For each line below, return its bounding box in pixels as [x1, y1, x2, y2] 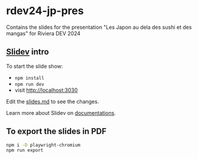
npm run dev [14, 81, 44, 87]
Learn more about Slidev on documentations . [6, 109, 116, 116]
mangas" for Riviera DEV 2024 [6, 29, 81, 37]
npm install [14, 75, 44, 81]
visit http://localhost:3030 [14, 87, 78, 94]
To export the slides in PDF [6, 127, 107, 137]
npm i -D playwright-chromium [6, 142, 81, 148]
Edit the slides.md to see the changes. [6, 98, 99, 105]
